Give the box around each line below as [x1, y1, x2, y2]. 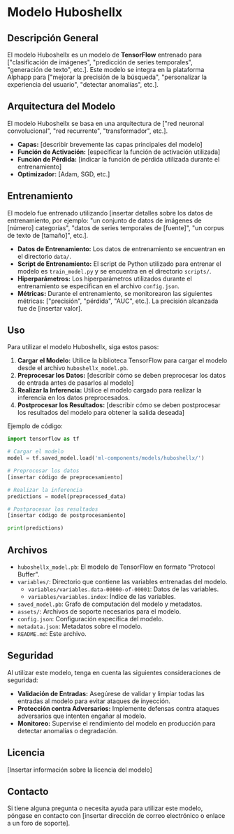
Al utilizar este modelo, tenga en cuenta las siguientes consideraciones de [7, 668, 221, 677]
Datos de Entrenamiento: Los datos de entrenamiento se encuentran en [17, 244, 226, 253]
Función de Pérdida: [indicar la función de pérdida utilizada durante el [17, 155, 220, 163]
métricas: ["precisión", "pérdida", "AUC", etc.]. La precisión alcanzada [17, 297, 219, 305]
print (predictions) [7, 525, 64, 532]
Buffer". [17, 570, 40, 578]
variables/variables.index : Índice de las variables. [27, 593, 176, 600]
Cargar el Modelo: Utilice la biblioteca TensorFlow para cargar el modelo [17, 356, 228, 365]
